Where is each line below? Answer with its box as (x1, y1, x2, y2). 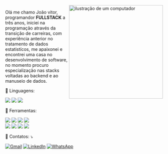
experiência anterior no (5, 36, 53, 41)
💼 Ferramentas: (5, 108, 37, 114)
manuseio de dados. (5, 78, 47, 84)
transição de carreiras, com (5, 30, 62, 36)
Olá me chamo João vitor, (5, 9, 58, 15)
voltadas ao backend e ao (5, 73, 58, 79)
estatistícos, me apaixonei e (5, 46, 62, 52)
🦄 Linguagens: (5, 88, 35, 94)
